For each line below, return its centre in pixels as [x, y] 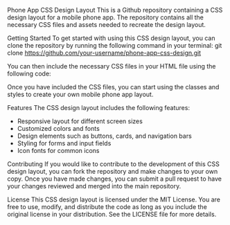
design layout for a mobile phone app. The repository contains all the [106, 17]
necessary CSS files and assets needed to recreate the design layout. [107, 25]
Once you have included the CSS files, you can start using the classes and [113, 87]
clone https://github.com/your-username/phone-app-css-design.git [104, 53]
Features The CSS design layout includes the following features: [99, 108]
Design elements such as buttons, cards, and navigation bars [104, 136]
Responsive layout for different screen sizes [80, 121]
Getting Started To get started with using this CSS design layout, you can [111, 38]
